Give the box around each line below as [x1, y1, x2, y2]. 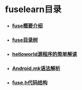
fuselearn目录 [5, 4, 62, 15]
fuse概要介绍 [12, 22, 43, 29]
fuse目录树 [12, 37, 38, 44]
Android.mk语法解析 [12, 65, 60, 72]
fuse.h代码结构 [12, 79, 48, 86]
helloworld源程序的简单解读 [12, 51, 77, 58]
